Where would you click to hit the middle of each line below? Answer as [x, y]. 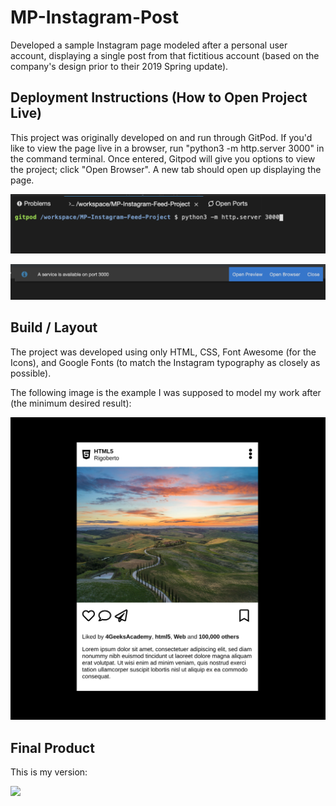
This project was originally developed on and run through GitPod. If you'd [161, 137]
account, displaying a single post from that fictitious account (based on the [165, 55]
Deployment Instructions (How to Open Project [159, 97]
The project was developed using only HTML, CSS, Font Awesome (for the [163, 352]
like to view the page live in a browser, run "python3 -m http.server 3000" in [167, 148]
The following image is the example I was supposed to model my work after [166, 392]
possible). [31, 373]
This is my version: [49, 772]
